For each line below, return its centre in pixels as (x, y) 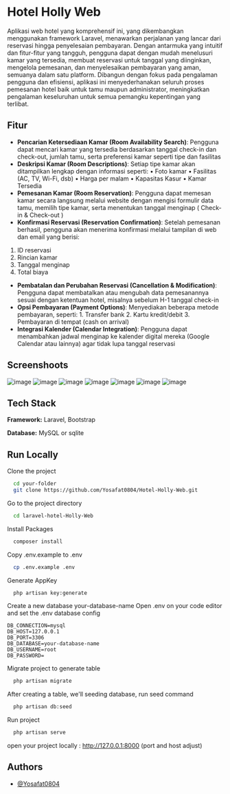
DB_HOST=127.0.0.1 (33, 632)
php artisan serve (40, 733)
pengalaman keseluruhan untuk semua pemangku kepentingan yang (104, 96)
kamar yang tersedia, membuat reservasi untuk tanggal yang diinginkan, (109, 60)
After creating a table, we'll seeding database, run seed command (100, 694)
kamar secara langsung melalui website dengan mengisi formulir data (115, 200)
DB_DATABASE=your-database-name (53, 644)
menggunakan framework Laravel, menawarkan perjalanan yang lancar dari (114, 38)
